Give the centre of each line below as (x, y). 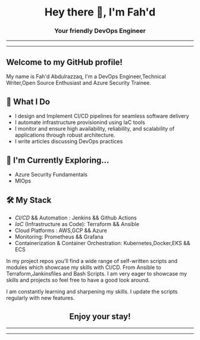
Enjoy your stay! (100, 316)
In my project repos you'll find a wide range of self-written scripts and (92, 261)
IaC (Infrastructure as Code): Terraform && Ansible (77, 224)
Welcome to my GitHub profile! (65, 62)
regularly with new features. (40, 298)
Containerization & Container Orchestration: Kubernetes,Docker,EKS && (102, 243)
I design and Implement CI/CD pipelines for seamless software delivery (102, 116)
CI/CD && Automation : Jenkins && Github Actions (76, 218)
